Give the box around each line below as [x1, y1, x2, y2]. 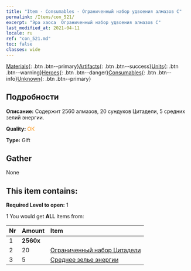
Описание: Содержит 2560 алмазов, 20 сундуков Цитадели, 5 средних [6, 108, 186, 115]
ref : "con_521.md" [6, 36, 51, 42]
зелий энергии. [6, 114, 45, 121]
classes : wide [6, 47, 41, 53]
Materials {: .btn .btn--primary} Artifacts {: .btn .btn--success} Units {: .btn [6, 63, 179, 70]
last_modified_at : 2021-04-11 [6, 25, 80, 31]
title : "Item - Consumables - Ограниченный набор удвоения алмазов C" [6, 8, 182, 15]
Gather [6, 153, 32, 163]
